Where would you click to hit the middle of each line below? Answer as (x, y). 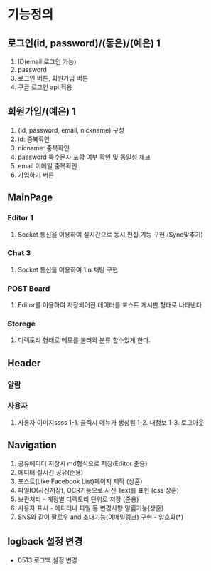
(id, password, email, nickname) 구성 (71, 130)
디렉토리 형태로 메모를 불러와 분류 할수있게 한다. (84, 340)
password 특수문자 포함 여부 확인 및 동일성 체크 (84, 157)
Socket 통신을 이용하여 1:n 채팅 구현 (68, 269)
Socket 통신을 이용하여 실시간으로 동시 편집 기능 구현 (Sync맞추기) (110, 234)
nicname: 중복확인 (43, 148)
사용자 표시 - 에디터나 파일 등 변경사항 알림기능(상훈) (91, 508)
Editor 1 (21, 218)
